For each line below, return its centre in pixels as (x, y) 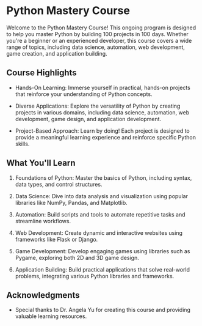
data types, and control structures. (59, 184)
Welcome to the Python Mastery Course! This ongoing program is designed (101, 28)
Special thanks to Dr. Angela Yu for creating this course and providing (103, 310)
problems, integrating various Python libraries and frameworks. (95, 276)
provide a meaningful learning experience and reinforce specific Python (106, 137)
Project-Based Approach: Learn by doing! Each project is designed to (103, 131)
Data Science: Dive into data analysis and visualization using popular (101, 196)
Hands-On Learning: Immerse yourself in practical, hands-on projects (103, 87)
